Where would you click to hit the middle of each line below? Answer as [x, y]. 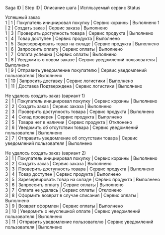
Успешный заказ [23, 17]
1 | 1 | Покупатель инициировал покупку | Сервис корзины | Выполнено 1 [82, 23]
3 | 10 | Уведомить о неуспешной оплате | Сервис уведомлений [73, 211]
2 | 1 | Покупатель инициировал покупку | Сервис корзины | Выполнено [81, 101]
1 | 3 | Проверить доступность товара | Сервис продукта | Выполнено [79, 33]
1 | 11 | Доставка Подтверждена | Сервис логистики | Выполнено [74, 86]
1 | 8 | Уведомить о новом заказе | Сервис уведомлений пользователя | [81, 59]
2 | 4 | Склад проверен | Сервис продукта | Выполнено [64, 117]
